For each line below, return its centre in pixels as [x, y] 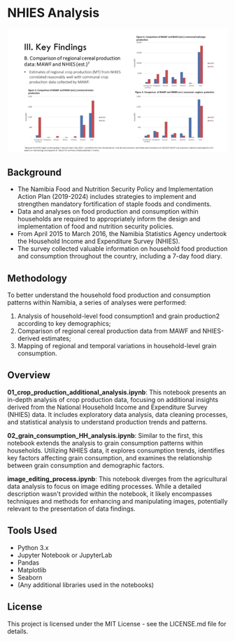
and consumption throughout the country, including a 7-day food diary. [120, 256]
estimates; [56, 338]
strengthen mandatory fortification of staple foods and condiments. [114, 204]
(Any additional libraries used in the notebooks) [86, 585]
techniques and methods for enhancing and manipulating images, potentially [117, 501]
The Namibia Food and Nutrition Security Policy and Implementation [115, 189]
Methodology [37, 278]
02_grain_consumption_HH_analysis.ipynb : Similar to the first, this [105, 435]
